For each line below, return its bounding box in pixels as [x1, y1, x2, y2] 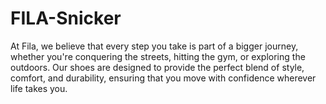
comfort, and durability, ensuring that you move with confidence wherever [10, 72, 317, 84]
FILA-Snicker [10, 7, 122, 30]
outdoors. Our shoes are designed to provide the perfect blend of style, [10, 61, 305, 73]
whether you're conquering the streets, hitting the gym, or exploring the [10, 50, 306, 62]
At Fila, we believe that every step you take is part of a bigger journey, [10, 40, 299, 52]
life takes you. [10, 82, 68, 94]
